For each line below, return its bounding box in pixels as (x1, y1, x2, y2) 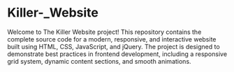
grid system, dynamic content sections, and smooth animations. (7, 57, 191, 65)
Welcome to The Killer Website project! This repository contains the (7, 28, 202, 36)
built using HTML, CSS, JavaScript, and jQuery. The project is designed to (7, 42, 220, 51)
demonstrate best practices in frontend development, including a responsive (7, 50, 228, 58)
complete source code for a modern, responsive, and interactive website (7, 35, 217, 43)
